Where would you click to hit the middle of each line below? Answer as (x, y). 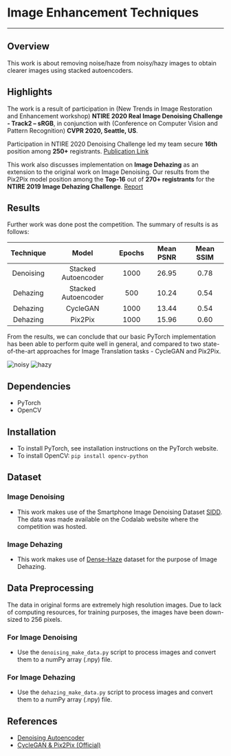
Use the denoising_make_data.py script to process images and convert (117, 652)
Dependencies (39, 386)
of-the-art (21, 352)
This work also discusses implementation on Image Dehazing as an (103, 164)
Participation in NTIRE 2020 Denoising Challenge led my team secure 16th (112, 144)
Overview (29, 46)
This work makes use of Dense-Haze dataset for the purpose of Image (117, 559)
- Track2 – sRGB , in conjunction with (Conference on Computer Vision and (112, 123)
